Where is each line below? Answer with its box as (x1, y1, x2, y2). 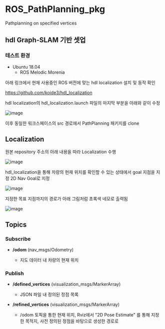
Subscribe (5, 235, 31, 242)
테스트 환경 (5, 52, 30, 59)
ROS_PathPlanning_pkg (5, 4, 105, 15)
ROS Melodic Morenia (19, 69, 65, 75)
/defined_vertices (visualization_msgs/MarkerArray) (12, 281, 121, 287)
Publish (5, 270, 24, 277)
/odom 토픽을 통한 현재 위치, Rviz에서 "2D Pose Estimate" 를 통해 (19, 312, 150, 318)
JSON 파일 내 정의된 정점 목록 (19, 291, 79, 297)
